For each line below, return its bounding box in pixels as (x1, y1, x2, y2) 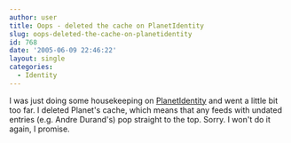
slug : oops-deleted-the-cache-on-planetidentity (9, 29, 193, 38)
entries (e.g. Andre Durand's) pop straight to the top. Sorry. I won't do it (9, 114, 271, 124)
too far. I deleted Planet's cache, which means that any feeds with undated (9, 104, 282, 115)
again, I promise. (9, 123, 70, 134)
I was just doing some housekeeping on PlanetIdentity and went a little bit (9, 95, 278, 106)
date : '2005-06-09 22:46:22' (9, 46, 117, 55)
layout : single (9, 54, 66, 63)
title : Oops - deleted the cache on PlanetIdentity (9, 21, 204, 30)
